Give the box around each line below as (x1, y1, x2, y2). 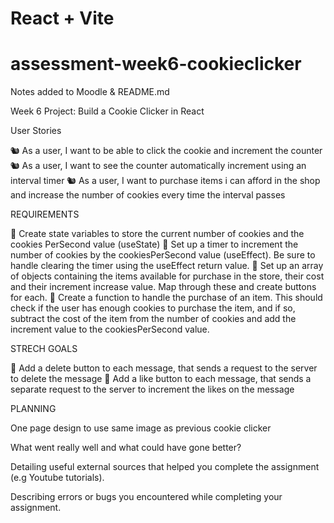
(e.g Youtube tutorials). (10, 472, 105, 484)
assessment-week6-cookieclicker (10, 53, 302, 76)
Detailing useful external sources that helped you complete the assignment (10, 461, 320, 473)
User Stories (10, 125, 62, 137)
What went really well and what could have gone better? (10, 442, 242, 454)
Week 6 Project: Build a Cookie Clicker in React (10, 105, 205, 117)
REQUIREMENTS (10, 208, 80, 221)
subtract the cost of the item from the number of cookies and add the (10, 313, 297, 325)
